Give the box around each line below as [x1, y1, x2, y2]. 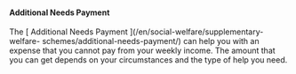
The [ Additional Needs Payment [9, 26, 128, 37]
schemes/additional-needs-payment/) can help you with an [42, 36, 260, 47]
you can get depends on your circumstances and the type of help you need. [9, 55, 288, 65]
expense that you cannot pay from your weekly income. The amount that [9, 45, 276, 56]
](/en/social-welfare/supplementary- [129, 26, 264, 37]
